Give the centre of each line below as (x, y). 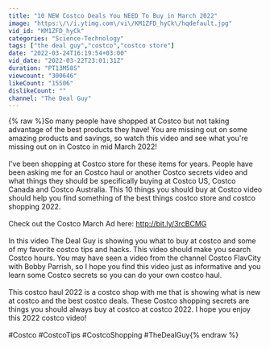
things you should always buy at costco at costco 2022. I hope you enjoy (130, 309)
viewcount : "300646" (43, 76)
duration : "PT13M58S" (45, 68)
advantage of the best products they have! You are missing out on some (128, 130)
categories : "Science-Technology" (66, 38)
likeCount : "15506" (41, 83)
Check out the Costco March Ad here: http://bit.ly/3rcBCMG (108, 224)
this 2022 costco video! (48, 318)
